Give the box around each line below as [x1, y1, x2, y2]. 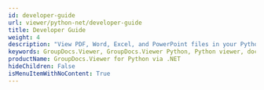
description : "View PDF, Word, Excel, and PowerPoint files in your [8, 41, 237, 49]
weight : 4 [8, 33, 41, 41]
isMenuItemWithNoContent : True [8, 70, 111, 77]
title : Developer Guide [8, 26, 86, 34]
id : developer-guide [8, 11, 76, 20]
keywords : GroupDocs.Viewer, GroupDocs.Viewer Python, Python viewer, [8, 48, 244, 56]
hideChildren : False [8, 63, 76, 70]
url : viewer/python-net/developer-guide [8, 19, 143, 27]
